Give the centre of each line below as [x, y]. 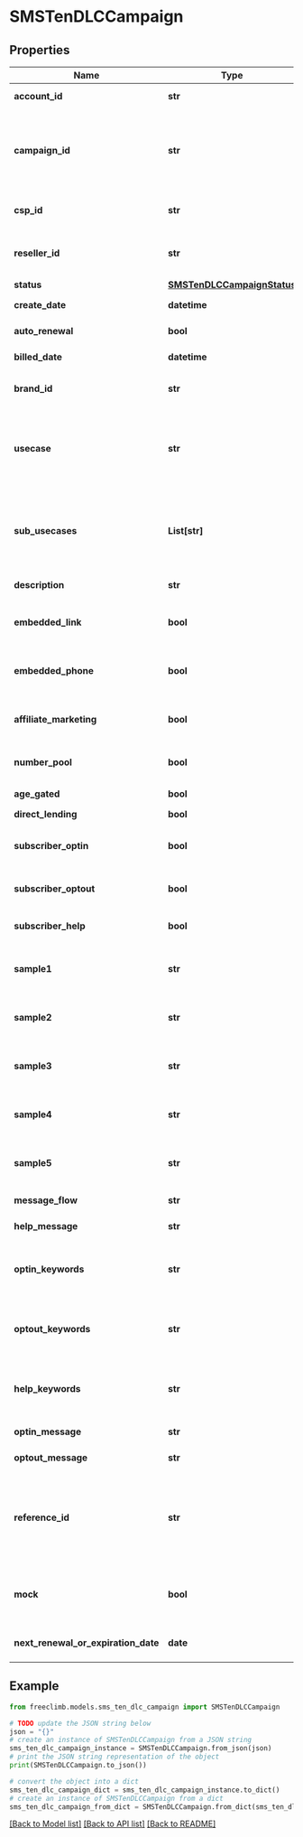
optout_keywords [52, 1329]
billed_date [38, 357]
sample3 [33, 1066]
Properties [40, 50]
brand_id [33, 388]
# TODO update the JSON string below [80, 1723]
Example [34, 1686]
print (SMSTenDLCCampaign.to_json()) [78, 1766]
